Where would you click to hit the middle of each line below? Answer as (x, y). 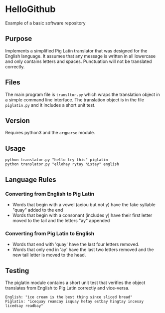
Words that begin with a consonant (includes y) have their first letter (82, 215)
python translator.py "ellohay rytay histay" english (62, 164)
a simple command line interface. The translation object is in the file (75, 100)
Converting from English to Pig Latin (50, 194)
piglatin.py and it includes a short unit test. (50, 105)
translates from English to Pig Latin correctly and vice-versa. (67, 288)
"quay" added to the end (38, 210)
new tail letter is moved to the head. (49, 255)
